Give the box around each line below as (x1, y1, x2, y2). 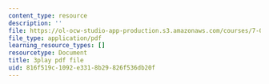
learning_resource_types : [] (8, 42, 106, 50)
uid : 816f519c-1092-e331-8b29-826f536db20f (8, 64, 156, 72)
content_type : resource (8, 11, 88, 20)
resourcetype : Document (8, 49, 88, 57)
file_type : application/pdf (8, 34, 102, 42)
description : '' (8, 19, 62, 27)
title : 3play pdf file (8, 57, 84, 65)
